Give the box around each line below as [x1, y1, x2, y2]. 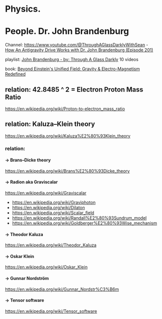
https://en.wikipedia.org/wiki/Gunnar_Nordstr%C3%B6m [5, 286, 119, 292]
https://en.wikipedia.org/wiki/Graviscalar [5, 190, 87, 196]
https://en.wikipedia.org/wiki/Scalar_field [12, 210, 94, 216]
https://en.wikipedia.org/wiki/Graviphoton [12, 199, 96, 205]
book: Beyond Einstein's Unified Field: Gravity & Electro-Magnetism [5, 66, 140, 72]
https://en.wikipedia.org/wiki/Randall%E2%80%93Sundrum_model [12, 215, 147, 221]
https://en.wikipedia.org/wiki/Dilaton [12, 205, 85, 211]
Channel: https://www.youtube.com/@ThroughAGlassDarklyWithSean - [5, 42, 148, 48]
